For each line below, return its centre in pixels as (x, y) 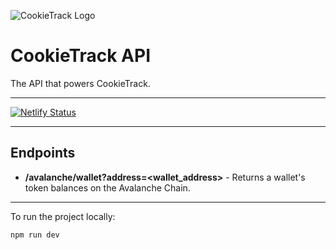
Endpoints (43, 153)
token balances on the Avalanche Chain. (107, 187)
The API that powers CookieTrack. (80, 83)
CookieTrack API (81, 56)
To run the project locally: (63, 216)
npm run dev (35, 235)
